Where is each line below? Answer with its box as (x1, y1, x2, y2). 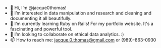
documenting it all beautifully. (10, 15, 72, 21)
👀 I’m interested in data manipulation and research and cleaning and (10, 10, 152, 16)
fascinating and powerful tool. (10, 26, 72, 32)
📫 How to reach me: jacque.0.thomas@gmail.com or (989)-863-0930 (10, 37, 156, 42)
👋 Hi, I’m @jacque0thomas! (10, 5, 67, 10)
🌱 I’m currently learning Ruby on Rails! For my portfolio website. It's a (10, 20, 154, 26)
